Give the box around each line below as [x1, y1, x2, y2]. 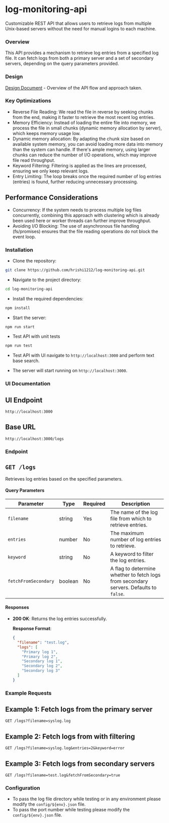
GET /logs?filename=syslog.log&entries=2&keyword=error [5, 746, 125, 751]
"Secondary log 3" [22, 668, 60, 673]
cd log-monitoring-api [5, 286, 53, 291]
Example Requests [5, 689, 52, 697]
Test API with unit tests [12, 333, 60, 339]
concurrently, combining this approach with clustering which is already [12, 212, 160, 218]
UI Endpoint [5, 396, 43, 404]
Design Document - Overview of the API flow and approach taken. [5, 84, 142, 91]
